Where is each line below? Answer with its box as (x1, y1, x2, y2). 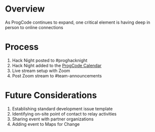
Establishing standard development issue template (12, 105, 113, 112)
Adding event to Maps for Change (12, 121, 80, 127)
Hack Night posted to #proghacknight (12, 57, 88, 63)
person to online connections (5, 24, 63, 30)
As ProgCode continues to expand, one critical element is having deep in (5, 19, 151, 25)
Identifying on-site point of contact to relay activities (12, 111, 117, 117)
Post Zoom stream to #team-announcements (12, 73, 102, 78)
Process (5, 42, 39, 53)
